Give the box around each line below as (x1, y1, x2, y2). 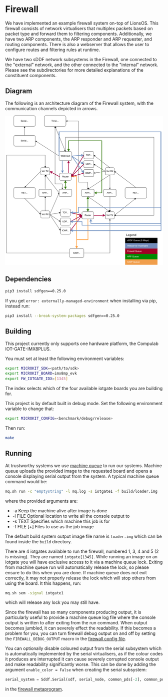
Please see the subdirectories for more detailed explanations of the (5, 67, 143, 73)
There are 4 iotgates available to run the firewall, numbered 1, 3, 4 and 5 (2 (5, 548, 159, 554)
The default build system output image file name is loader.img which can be (5, 533, 162, 539)
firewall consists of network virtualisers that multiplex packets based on (5, 25, 153, 31)
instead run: (5, 303, 30, 309)
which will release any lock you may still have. (5, 599, 100, 605)
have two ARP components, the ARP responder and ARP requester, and (5, 36, 152, 42)
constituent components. (5, 72, 57, 78)
